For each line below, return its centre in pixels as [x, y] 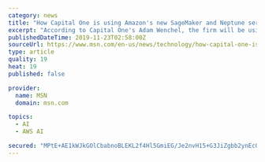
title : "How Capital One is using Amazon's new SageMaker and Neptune [127, 23]
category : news [33, 15]
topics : [21, 117]
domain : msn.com [42, 103]
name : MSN [31, 95]
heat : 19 [22, 67]
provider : [24, 88]
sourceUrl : [26, 45]
